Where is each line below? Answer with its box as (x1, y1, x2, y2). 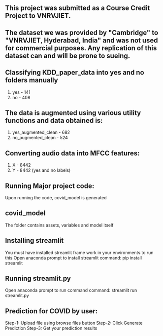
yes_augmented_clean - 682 (12, 129, 70, 135)
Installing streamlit (5, 236, 64, 245)
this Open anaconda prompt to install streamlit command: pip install (5, 255, 142, 261)
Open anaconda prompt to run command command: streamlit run (5, 287, 137, 293)
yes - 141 (12, 89, 31, 95)
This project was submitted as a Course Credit (5, 4, 150, 12)
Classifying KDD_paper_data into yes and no (5, 69, 144, 77)
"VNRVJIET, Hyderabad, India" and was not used (5, 36, 159, 44)
